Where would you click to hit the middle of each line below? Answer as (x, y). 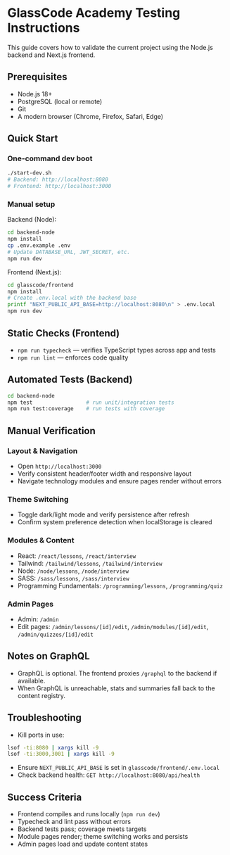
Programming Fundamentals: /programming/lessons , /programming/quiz (120, 585)
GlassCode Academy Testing (94, 13)
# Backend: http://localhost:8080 (58, 180)
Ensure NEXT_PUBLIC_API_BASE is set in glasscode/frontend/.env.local (119, 768)
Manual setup (31, 204)
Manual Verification (52, 431)
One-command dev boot (50, 158)
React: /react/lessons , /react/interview (77, 556)
